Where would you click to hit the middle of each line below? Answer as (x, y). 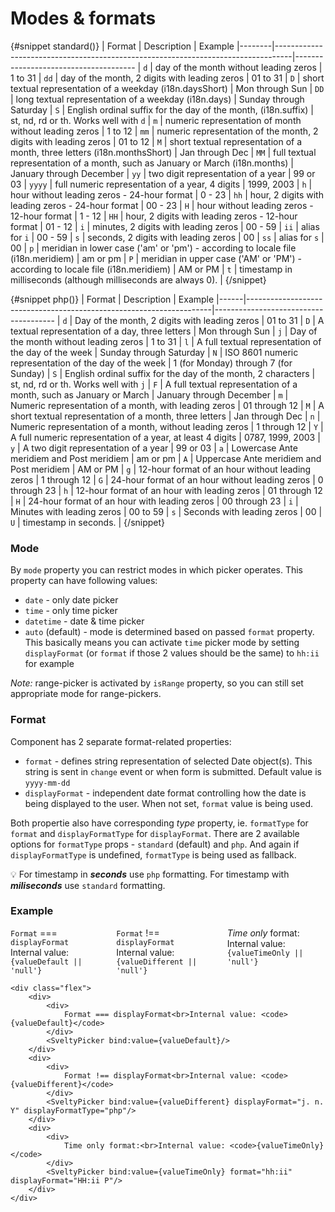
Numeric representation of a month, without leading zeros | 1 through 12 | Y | (167, 426)
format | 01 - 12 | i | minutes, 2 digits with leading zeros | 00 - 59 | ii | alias (165, 226)
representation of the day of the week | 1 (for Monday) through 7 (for (151, 363)
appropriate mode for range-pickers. (86, 694)
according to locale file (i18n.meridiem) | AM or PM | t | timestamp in (151, 269)
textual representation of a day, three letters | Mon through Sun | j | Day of (164, 331)
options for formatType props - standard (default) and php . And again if (155, 844)
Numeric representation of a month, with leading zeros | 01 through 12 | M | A (167, 405)
